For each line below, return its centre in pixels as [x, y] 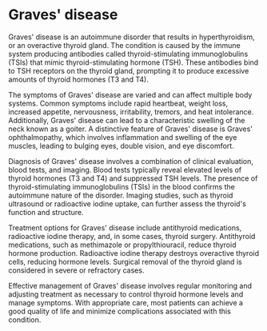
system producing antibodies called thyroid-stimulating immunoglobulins [128, 54]
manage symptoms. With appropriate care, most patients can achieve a [126, 302]
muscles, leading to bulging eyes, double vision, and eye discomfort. [121, 146]
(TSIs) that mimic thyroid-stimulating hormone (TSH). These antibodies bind [133, 62]
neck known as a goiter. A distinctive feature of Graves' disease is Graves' [131, 129]
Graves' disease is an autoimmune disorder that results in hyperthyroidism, [132, 37]
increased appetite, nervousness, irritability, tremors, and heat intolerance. [131, 112]
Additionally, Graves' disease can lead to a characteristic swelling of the [127, 120]
